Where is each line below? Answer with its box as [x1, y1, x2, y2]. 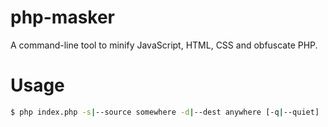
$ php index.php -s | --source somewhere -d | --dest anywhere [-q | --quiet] [10, 107, 320, 117]
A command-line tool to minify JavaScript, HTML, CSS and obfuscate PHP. [10, 39, 318, 51]
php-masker [10, 6, 116, 29]
